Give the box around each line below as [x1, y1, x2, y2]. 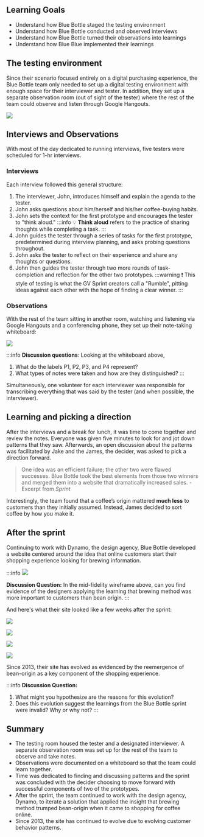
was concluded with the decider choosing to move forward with [15, 779, 175, 786]
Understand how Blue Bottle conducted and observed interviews [15, 27, 178, 35]
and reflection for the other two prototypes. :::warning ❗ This [44, 271, 196, 278]
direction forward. [6, 454, 52, 461]
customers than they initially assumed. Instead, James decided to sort [6, 503, 182, 511]
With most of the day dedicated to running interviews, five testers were [6, 145, 185, 153]
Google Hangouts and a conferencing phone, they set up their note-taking [6, 322, 192, 329]
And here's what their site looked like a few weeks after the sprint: [6, 606, 172, 613]
